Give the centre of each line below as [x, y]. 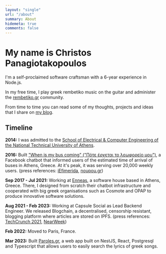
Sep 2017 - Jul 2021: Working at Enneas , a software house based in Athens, [83, 180]
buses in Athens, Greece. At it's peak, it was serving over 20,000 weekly [79, 165]
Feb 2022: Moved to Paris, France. [41, 231]
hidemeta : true [21, 24]
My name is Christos [48, 53]
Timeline [19, 128]
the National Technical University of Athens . [50, 145]
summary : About [21, 19]
